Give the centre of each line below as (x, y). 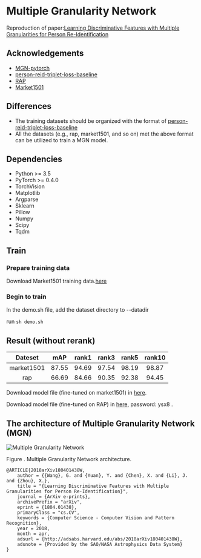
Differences (29, 106)
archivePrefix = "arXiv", (50, 502)
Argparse (27, 199)
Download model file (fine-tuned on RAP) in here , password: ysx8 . (90, 404)
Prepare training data (38, 268)
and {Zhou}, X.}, (28, 481)
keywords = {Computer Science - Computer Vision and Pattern (96, 518)
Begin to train (26, 297)
